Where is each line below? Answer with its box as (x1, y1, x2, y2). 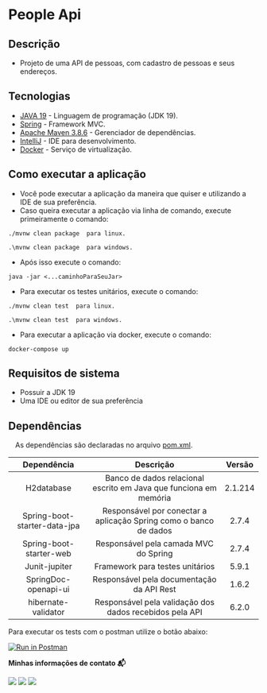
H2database (25, 482, 72, 494)
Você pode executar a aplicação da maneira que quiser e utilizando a (19, 188, 246, 198)
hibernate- (27, 597, 69, 608)
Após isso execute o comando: (19, 257, 122, 267)
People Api (8, 6, 82, 24)
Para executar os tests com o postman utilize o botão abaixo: (8, 627, 208, 637)
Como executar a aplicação (8, 168, 147, 181)
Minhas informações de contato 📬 (8, 658, 126, 668)
